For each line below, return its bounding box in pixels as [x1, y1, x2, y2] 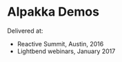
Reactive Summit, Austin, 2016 [17, 40, 104, 48]
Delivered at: [7, 27, 43, 35]
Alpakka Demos [7, 4, 100, 20]
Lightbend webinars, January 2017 [17, 47, 116, 55]
